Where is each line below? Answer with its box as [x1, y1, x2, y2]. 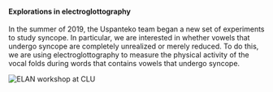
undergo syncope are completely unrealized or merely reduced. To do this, [8, 41, 259, 52]
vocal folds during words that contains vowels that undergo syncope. [8, 59, 240, 69]
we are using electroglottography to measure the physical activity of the [8, 50, 249, 60]
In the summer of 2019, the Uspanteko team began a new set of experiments [8, 24, 265, 34]
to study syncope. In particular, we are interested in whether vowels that [8, 33, 250, 43]
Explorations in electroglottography [8, 6, 132, 16]
